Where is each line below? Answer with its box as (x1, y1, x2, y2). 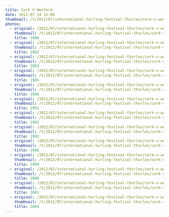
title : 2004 (14, 204, 39, 209)
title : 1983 (14, 63, 39, 68)
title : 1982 (14, 49, 39, 54)
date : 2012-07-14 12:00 (5, 12, 55, 17)
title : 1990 (14, 92, 39, 97)
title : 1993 (14, 134, 39, 139)
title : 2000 (14, 176, 39, 181)
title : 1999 (14, 162, 39, 167)
